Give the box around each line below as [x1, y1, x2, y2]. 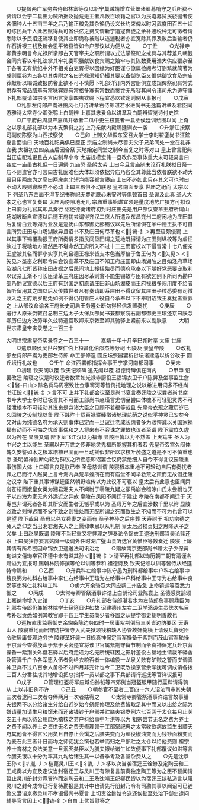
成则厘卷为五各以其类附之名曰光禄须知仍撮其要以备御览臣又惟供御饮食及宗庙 [6, 72, 193, 79]
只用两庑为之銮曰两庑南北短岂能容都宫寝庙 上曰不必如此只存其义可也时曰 [11, 176, 190, 183]
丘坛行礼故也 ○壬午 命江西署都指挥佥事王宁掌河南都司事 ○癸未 [6, 359, 181, 366]
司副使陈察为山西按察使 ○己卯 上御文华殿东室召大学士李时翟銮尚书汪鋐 [6, 131, 191, 138]
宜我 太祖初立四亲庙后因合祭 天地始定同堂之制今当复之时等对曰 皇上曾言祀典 [6, 146, 192, 153]
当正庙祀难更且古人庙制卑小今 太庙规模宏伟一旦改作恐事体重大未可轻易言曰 [6, 154, 190, 160]
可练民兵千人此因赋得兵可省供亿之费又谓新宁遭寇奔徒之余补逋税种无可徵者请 [6, 27, 193, 34]
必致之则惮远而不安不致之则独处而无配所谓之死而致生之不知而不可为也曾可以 [6, 508, 193, 515]
